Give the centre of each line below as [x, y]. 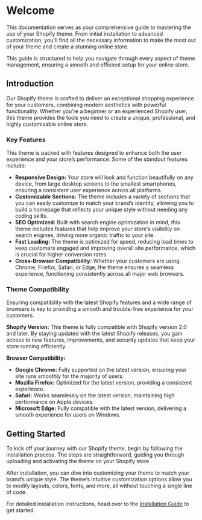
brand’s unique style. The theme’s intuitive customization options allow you [99, 479]
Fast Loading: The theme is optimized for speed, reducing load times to [104, 242]
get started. [21, 510]
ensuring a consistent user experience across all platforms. [89, 190]
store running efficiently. [37, 346]
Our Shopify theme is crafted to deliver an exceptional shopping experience [100, 98]
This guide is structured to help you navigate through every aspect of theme [101, 58]
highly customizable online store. [47, 124]
